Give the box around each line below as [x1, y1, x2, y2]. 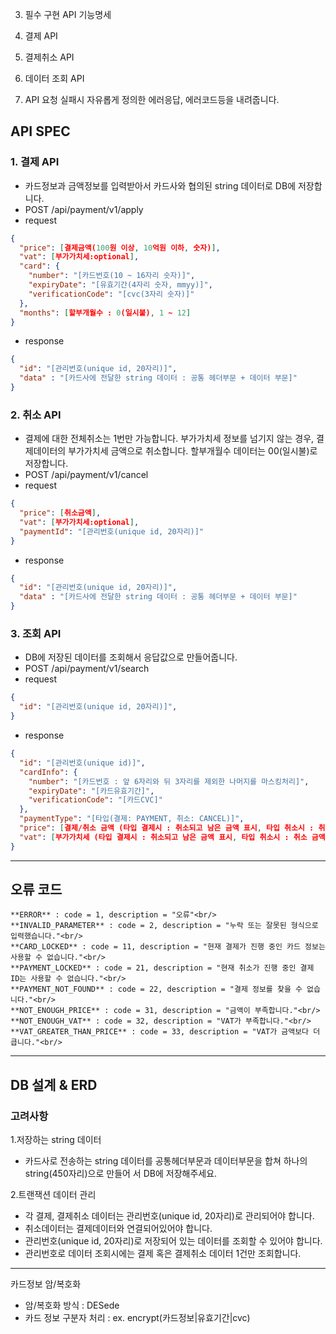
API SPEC [10, 123, 71, 140]
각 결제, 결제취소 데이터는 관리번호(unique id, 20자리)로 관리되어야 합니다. [24, 1210, 315, 1222]
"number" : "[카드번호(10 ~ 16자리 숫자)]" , [28, 271, 196, 281]
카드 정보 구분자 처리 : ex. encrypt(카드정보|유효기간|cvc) [24, 1312, 251, 1324]
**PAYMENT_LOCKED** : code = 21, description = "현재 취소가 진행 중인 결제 [10, 963, 315, 973]
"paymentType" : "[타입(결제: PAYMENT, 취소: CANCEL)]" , [19, 814, 245, 824]
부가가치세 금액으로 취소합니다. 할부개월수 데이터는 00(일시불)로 [68, 445, 318, 457]
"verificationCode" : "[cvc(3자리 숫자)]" [28, 289, 195, 299]
